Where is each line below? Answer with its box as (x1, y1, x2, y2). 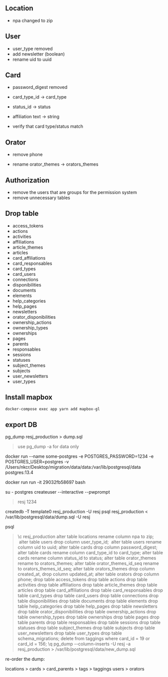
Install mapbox (5, 393, 53, 402)
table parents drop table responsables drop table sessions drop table (17, 619, 161, 625)
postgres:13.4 (5, 469, 34, 475)
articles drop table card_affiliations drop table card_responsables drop (17, 587, 163, 593)
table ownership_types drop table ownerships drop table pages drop (17, 614, 160, 620)
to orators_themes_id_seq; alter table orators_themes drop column (17, 566, 155, 572)
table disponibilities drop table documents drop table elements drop (17, 598, 158, 604)
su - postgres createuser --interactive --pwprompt (5, 489, 110, 495)
